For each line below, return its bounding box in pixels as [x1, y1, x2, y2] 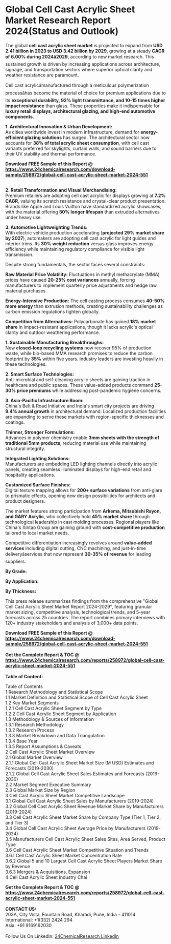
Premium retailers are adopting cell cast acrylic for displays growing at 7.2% [5, 192, 166, 199]
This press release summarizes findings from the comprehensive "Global [5, 598, 159, 604]
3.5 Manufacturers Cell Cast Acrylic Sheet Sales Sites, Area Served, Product [5, 836, 166, 842]
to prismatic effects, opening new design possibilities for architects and [5, 493, 156, 499]
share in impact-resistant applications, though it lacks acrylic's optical [5, 324, 153, 330]
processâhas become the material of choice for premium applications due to [5, 90, 166, 96]
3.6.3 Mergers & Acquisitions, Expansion [5, 869, 90, 875]
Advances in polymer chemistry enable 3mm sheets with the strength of [5, 435, 160, 441]
